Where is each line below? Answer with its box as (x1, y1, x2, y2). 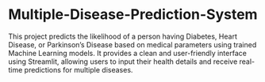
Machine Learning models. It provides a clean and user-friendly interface (8, 48, 248, 58)
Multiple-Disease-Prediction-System (8, 6, 258, 24)
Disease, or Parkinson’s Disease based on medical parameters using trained (8, 39, 257, 49)
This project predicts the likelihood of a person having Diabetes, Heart (8, 32, 238, 41)
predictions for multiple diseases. (24, 65, 133, 74)
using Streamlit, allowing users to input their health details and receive (8, 57, 238, 66)
